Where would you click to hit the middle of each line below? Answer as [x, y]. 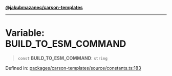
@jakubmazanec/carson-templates [44, 7]
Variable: [25, 33]
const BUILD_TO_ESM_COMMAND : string [63, 58]
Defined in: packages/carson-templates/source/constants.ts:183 [73, 68]
